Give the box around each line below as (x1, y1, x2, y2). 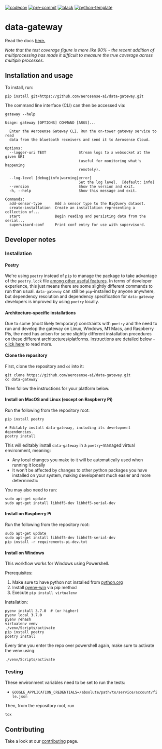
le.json (12, 694, 28, 699)
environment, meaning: (5, 447, 51, 453)
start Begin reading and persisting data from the (9, 214, 146, 219)
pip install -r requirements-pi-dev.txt (5, 540, 88, 544)
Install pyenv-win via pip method (12, 585, 77, 591)
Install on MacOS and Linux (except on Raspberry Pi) (5, 397, 113, 402)
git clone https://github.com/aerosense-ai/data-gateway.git (5, 372, 131, 378)
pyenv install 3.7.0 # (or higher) (5, 609, 79, 613)
